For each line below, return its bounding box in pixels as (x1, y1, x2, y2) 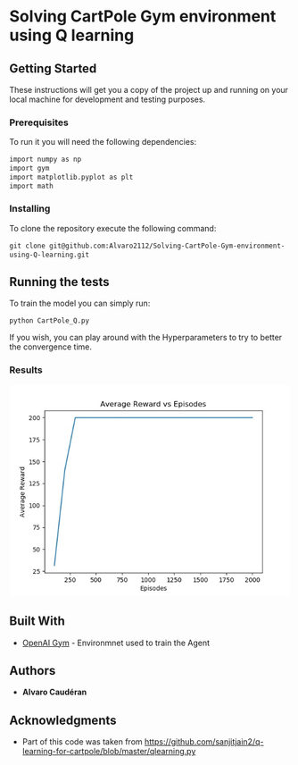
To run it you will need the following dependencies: (9, 137, 197, 147)
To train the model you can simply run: (9, 298, 151, 309)
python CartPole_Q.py (9, 316, 90, 325)
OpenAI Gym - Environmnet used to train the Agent (21, 637, 211, 648)
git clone (9, 241, 46, 250)
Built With (9, 614, 65, 629)
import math (9, 181, 54, 191)
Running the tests (9, 274, 110, 290)
